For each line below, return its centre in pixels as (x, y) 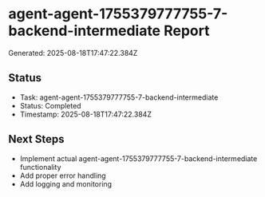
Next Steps (36, 139)
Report (186, 31)
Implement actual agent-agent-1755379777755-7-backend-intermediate (138, 158)
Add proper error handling (63, 175)
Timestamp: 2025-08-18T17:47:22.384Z (85, 114)
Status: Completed (50, 105)
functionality (40, 167)
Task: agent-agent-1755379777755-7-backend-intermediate (119, 97)
